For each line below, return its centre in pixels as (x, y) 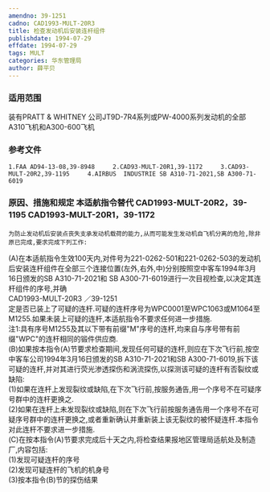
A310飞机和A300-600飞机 (51, 127)
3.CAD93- (235, 167)
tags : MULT (27, 53)
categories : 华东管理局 (45, 61)
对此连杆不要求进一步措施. (52, 429)
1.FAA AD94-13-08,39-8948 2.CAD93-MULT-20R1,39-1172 (106, 167)
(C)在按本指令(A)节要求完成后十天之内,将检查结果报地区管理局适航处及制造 (132, 439)
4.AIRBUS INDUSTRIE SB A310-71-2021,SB (156, 174)
